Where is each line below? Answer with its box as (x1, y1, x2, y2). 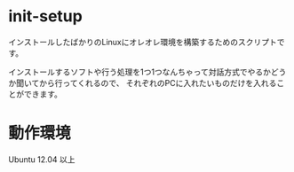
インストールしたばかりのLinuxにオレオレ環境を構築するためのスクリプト (8, 36, 277, 47)
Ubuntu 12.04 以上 (8, 153, 76, 165)
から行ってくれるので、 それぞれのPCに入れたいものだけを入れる (38, 77, 277, 88)
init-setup (8, 6, 83, 27)
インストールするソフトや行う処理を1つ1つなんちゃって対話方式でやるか (8, 66, 272, 77)
